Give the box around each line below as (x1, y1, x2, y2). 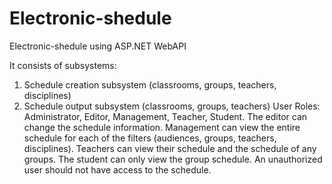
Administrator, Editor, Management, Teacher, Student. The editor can (23, 110, 308, 122)
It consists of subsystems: (9, 59, 117, 71)
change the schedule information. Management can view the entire (23, 121, 301, 133)
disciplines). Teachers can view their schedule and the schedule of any (23, 142, 317, 154)
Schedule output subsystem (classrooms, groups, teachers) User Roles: (23, 100, 321, 112)
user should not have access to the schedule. (23, 163, 212, 176)
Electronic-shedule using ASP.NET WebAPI (9, 40, 187, 52)
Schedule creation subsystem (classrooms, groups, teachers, (23, 78, 277, 91)
